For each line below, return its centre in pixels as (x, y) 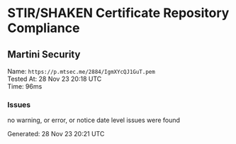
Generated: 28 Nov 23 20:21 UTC (56, 134)
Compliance (44, 28)
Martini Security (44, 54)
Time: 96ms (25, 86)
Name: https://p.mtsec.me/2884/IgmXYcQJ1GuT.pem (82, 71)
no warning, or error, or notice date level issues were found (94, 120)
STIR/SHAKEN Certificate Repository (118, 13)
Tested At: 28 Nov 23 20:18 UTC (55, 79)
